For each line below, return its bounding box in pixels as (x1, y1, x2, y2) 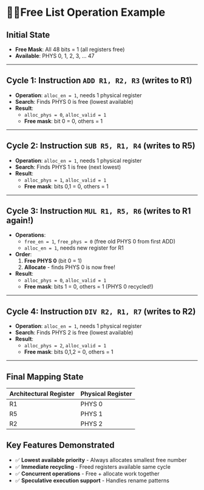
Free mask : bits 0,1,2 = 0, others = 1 (24, 349, 114, 356)
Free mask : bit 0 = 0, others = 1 (24, 117, 103, 124)
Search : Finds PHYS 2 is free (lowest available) (15, 329, 134, 336)
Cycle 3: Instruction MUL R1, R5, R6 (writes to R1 (6, 206, 191, 216)
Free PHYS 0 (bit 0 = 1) (24, 257, 82, 265)
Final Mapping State (6, 372, 84, 382)
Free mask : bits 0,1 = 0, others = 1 (24, 182, 109, 190)
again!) (6, 216, 34, 226)
